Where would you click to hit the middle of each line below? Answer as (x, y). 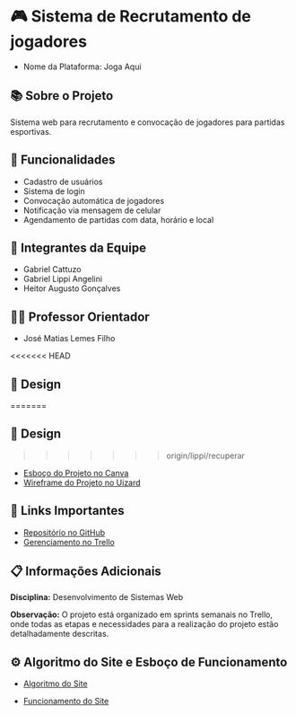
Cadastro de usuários (63, 181)
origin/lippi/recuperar (206, 455)
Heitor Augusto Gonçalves (72, 288)
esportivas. (31, 131)
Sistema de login (54, 191)
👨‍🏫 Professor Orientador (80, 317)
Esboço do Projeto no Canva (76, 472)
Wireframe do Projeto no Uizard (82, 482)
